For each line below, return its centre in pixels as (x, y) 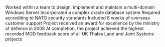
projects (14, 39)
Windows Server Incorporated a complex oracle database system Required (83, 12)
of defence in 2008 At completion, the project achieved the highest (74, 28)
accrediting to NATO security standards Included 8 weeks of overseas (78, 18)
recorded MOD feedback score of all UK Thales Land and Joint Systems (80, 34)
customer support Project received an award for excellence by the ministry (82, 23)
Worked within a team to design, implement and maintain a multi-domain (80, 7)
